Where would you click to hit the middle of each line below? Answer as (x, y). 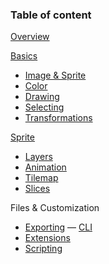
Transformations (58, 118)
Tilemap (41, 178)
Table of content (51, 15)
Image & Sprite (55, 75)
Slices (37, 189)
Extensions (47, 238)
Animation (45, 167)
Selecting (44, 107)
